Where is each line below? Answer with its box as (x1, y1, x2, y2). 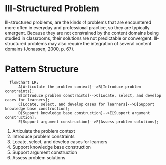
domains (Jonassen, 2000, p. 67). (5, 46, 75, 52)
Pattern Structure (5, 63, 79, 75)
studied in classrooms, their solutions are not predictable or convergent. (5, 35, 153, 41)
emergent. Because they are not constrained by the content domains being (5, 30, 159, 36)
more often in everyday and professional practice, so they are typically (5, 24, 150, 30)
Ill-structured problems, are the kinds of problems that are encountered (5, 19, 152, 25)
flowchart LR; (9, 80, 39, 85)
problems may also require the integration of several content (27, 40, 152, 46)
